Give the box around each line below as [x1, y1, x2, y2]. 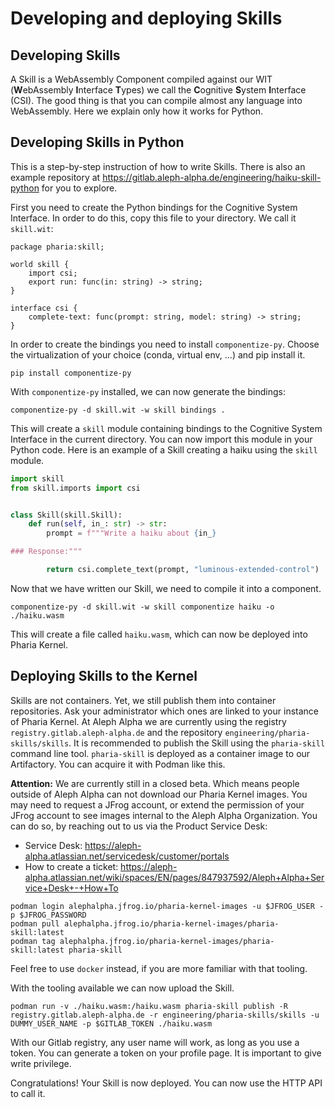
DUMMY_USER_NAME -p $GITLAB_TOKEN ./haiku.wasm [10, 1018, 213, 1029]
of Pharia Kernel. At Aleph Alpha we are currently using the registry [10, 715, 287, 727]
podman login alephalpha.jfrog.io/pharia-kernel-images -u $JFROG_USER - [10, 901, 325, 911]
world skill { [10, 259, 70, 269]
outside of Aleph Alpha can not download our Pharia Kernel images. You [10, 788, 308, 800]
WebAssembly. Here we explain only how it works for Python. [10, 105, 264, 117]
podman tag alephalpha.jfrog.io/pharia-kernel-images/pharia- [10, 936, 275, 946]
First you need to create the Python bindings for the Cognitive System [10, 201, 298, 213]
